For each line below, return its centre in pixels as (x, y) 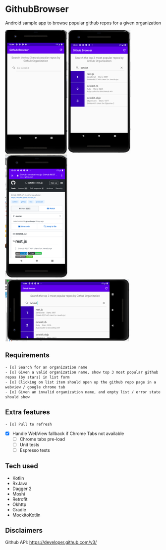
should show (17, 397)
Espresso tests (35, 450)
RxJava (20, 483)
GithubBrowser (37, 9)
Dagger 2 (22, 489)
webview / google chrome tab (35, 387)
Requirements (27, 355)
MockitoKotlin (26, 515)
